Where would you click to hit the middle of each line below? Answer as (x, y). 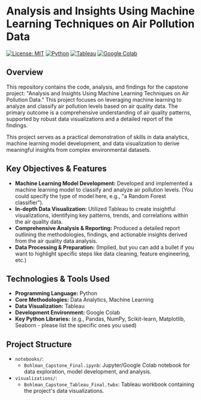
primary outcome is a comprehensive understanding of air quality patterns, (99, 112)
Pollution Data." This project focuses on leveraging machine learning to (94, 99)
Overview (25, 73)
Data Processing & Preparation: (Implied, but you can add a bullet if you (104, 247)
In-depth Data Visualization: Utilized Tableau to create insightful (95, 208)
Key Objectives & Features (56, 169)
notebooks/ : (29, 359)
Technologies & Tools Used (58, 279)
